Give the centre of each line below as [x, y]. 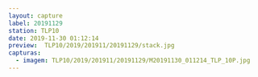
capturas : [25, 53]
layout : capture [35, 16]
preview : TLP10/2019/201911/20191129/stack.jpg [92, 46]
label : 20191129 [35, 23]
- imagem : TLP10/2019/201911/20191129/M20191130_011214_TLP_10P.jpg [133, 61]
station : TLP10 [34, 30]
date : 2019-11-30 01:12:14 [54, 38]
